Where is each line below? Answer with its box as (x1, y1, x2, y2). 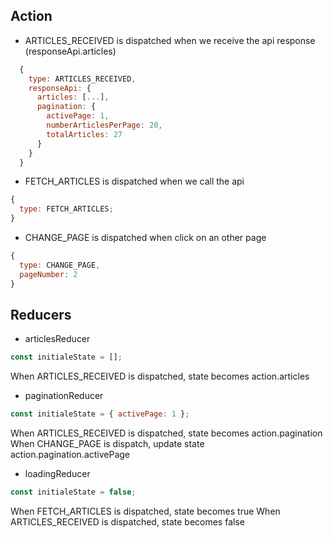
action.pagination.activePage (10, 449, 131, 461)
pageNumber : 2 (19, 269, 78, 279)
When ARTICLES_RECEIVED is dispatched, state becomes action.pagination (10, 427, 323, 439)
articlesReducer (24, 333, 91, 345)
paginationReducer (24, 390, 104, 402)
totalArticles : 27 (46, 129, 123, 139)
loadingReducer (24, 468, 91, 480)
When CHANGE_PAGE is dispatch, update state (10, 438, 205, 450)
